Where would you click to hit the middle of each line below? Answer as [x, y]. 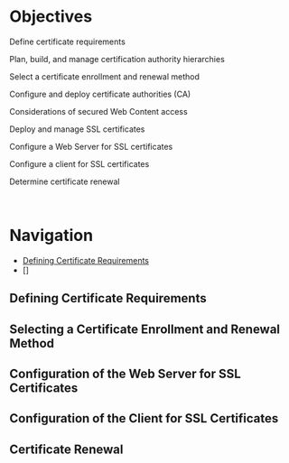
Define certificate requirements [68, 42]
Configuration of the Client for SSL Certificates [144, 418]
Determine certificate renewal [65, 181]
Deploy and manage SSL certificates [77, 129]
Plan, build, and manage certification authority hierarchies [117, 59]
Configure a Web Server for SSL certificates [91, 146]
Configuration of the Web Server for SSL [125, 374]
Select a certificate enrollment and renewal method [105, 76]
